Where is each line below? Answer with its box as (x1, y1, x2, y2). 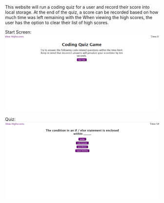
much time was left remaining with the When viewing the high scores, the (5, 15, 153, 20)
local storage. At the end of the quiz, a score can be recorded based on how (5, 9, 159, 15)
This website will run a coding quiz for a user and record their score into (5, 4, 150, 10)
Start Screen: (5, 29, 32, 35)
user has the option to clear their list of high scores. (5, 20, 109, 25)
